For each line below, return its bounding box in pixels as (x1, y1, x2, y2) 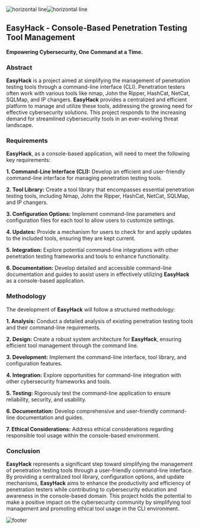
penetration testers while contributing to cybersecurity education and (6, 486, 177, 493)
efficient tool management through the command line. (6, 342, 139, 349)
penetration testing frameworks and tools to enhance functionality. (6, 253, 170, 260)
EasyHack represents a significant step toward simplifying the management (6, 461, 193, 467)
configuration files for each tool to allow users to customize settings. (6, 217, 175, 224)
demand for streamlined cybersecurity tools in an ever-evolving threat (6, 115, 179, 122)
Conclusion (6, 447, 41, 455)
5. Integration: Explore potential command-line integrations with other (6, 247, 179, 254)
